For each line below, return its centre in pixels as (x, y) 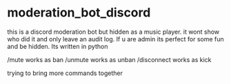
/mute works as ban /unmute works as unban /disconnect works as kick (109, 59)
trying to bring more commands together (65, 73)
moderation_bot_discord (79, 13)
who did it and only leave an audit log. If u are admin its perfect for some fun (115, 39)
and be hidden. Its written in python (58, 46)
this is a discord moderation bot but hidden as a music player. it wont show (113, 32)
